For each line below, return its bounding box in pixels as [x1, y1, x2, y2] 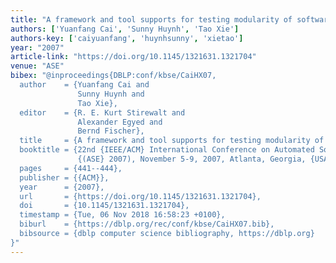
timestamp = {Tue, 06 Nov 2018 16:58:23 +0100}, [19, 210, 226, 220]
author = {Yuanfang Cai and [19, 80, 150, 90]
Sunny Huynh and [77, 89, 145, 99]
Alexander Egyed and [77, 117, 163, 127]
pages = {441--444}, [19, 163, 123, 173]
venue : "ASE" [10, 61, 65, 71]
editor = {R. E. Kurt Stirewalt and [19, 107, 186, 118]
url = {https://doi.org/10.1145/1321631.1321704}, [19, 191, 262, 201]
